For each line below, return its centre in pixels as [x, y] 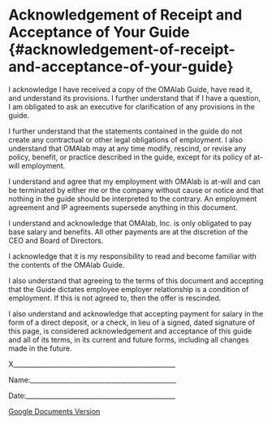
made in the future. [40, 348]
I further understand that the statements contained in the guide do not [125, 131]
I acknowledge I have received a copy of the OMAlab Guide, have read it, [130, 89]
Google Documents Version [54, 411]
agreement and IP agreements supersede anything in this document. [123, 207]
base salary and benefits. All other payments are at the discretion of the [128, 232]
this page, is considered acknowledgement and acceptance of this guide [130, 330]
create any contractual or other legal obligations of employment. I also [126, 139]
